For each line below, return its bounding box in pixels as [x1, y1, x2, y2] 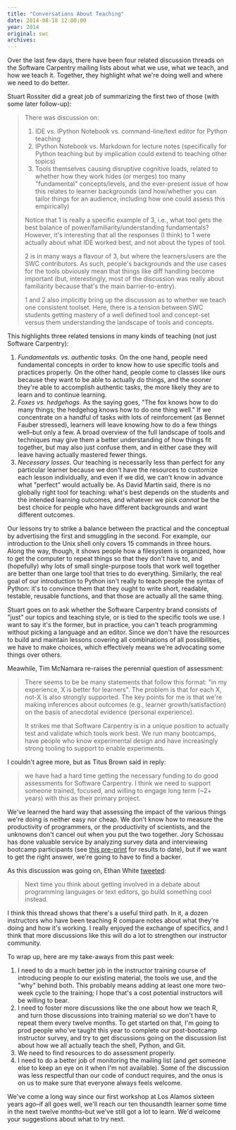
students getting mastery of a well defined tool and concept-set [24, 311, 210, 319]
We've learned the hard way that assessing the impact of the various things [7, 808, 227, 816]
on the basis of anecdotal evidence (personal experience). [24, 708, 194, 717]
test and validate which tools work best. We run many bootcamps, [24, 729, 217, 738]
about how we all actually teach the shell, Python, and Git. [17, 1041, 186, 1049]
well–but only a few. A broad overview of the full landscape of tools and [17, 428, 225, 436]
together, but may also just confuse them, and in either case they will [17, 443, 218, 452]
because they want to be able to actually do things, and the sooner [17, 376, 212, 384]
